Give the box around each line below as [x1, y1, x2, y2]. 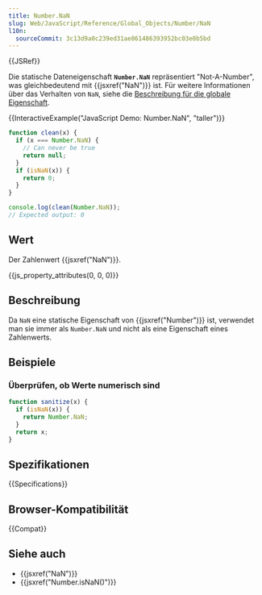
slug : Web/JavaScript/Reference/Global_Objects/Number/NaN [8, 19, 211, 27]
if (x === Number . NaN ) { [15, 136, 99, 145]
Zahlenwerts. [8, 332, 52, 342]
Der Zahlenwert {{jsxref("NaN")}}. [8, 255, 121, 264]
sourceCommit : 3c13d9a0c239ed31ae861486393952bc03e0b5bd [15, 34, 211, 43]
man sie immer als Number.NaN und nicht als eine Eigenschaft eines [8, 323, 228, 333]
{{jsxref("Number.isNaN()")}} [19, 577, 117, 587]
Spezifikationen [8, 457, 90, 472]
